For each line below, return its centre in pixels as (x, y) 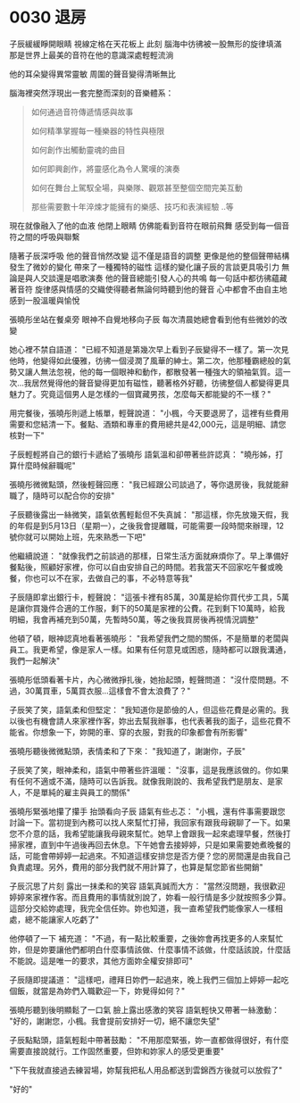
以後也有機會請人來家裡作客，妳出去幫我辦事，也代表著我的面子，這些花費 (146, 721)
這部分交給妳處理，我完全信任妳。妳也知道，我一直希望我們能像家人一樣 (142, 908)
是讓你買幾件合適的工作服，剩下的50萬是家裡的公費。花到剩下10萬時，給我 (147, 608)
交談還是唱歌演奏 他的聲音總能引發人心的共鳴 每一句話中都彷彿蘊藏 (163, 278)
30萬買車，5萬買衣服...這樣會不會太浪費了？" (108, 691)
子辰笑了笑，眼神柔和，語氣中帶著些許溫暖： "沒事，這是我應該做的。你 (142, 770)
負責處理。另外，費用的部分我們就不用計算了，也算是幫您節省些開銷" (136, 867)
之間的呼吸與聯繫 (48, 236)
